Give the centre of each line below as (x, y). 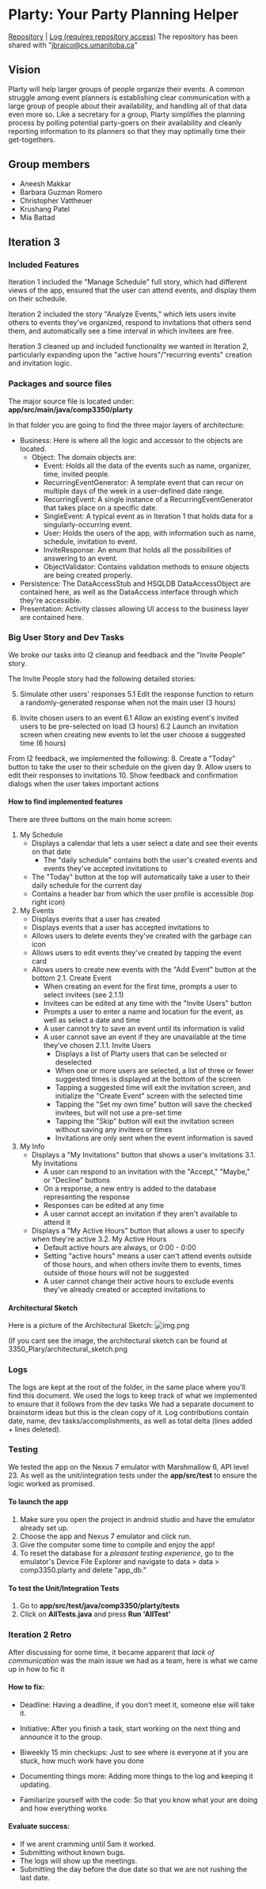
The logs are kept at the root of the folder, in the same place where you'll (127, 1387)
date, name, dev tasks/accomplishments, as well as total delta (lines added (131, 1421)
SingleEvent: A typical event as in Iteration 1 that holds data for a (148, 516)
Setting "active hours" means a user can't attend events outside (147, 1256)
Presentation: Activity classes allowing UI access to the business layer (134, 609)
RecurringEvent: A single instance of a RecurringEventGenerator (148, 499)
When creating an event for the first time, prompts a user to (140, 987)
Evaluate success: (39, 1826)
